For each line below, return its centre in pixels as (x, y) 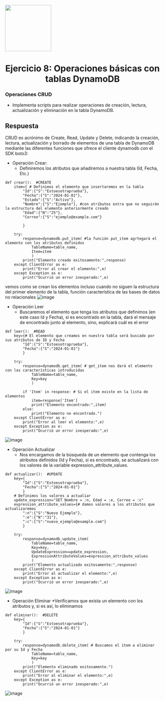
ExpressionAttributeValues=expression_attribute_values (90, 556)
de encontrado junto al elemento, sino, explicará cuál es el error (84, 323)
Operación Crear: (30, 163)
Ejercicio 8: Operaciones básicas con (82, 69)
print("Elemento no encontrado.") (67, 414)
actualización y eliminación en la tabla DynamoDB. (63, 111)
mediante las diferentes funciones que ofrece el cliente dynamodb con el (79, 148)
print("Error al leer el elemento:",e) (64, 422)
